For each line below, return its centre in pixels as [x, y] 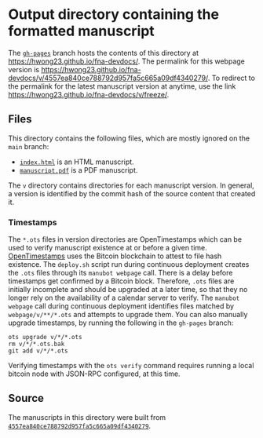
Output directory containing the [114, 15]
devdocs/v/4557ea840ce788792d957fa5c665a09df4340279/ [108, 78]
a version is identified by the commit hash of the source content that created [132, 193]
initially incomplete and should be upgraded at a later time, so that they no [128, 290]
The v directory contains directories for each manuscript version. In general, [131, 185]
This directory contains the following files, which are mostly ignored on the [129, 138]
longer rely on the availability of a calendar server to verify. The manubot [124, 298]
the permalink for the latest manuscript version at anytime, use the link [122, 86]
